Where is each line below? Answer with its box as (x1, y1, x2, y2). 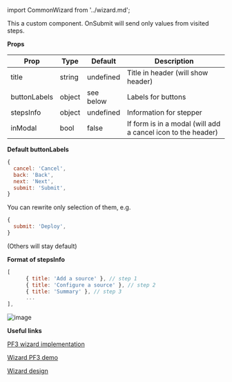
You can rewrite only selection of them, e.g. (7, 203, 131, 211)
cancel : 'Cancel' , (13, 165, 67, 172)
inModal (10, 124, 37, 133)
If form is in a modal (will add (126, 119, 221, 128)
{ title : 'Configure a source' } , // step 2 (25, 281, 156, 289)
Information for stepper (126, 108, 202, 117)
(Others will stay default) (7, 242, 77, 250)
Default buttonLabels (7, 145, 69, 153)
